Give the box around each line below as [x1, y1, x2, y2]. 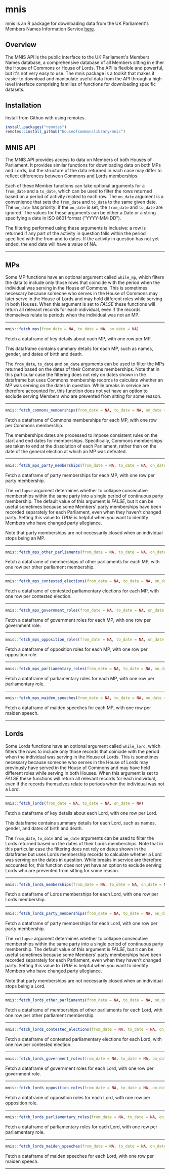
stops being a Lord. [5, 983, 46, 989]
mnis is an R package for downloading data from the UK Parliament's [5, 20, 149, 26]
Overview [5, 41, 37, 49]
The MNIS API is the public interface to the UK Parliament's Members [5, 54, 150, 60]
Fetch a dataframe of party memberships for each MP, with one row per [5, 472, 155, 478]
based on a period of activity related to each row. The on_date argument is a [5, 194, 164, 200]
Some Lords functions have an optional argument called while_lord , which [5, 743, 161, 749]
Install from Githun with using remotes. [5, 114, 86, 120]
